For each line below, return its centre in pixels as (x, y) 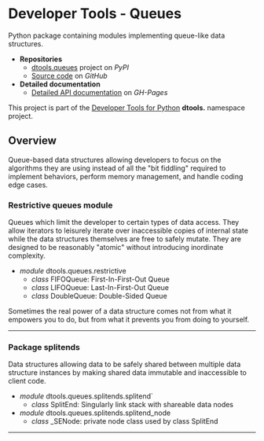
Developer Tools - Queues (95, 14)
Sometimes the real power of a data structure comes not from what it (120, 311)
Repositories (41, 59)
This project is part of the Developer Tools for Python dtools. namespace (126, 108)
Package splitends (44, 347)
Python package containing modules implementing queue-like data (117, 35)
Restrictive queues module (60, 205)
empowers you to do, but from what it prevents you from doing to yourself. (129, 320)
